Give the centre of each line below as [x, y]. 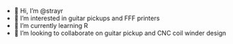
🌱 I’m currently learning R [51, 25]
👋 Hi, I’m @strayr [39, 11]
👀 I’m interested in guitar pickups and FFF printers [87, 18]
